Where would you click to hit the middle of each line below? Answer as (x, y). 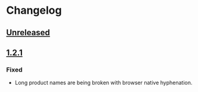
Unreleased (28, 33)
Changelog (34, 10)
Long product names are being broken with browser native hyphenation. (103, 83)
